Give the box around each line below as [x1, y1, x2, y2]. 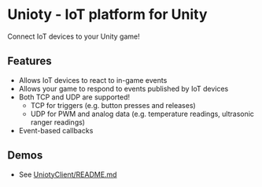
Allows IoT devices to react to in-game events [18, 75, 168, 84]
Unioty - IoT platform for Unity [7, 6, 208, 24]
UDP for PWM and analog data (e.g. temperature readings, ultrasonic [30, 109, 255, 118]
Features [7, 54, 52, 68]
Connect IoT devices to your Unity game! [7, 32, 140, 41]
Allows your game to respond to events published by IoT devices [18, 84, 229, 93]
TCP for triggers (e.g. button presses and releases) [30, 100, 196, 110]
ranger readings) [30, 117, 86, 127]
